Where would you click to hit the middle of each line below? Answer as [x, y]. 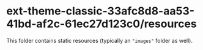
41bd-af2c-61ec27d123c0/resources [102, 24]
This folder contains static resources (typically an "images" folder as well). [100, 40]
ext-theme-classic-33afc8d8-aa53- [100, 11]
